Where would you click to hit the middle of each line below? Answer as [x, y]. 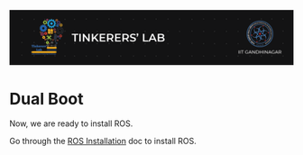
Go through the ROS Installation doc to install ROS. [103, 141]
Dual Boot [46, 99]
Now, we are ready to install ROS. [71, 123]
